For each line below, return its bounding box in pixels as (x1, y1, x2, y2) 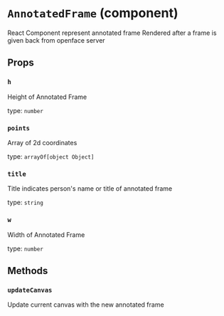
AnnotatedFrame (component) (7, 5, 178, 21)
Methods (7, 265, 48, 277)
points (7, 124, 31, 132)
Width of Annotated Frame (7, 230, 85, 239)
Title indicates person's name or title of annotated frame (7, 184, 173, 193)
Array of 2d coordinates (7, 138, 78, 147)
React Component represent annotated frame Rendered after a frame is (7, 28, 217, 37)
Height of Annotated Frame (7, 93, 87, 101)
